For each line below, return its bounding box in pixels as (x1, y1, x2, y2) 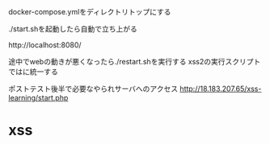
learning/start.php (8, 93, 69, 102)
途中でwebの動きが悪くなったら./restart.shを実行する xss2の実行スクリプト (8, 57, 261, 66)
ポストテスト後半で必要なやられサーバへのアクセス (8, 84, 179, 93)
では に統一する (8, 67, 58, 76)
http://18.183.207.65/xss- (179, 84, 262, 93)
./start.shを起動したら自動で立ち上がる (8, 24, 137, 34)
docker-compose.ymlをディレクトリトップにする (8, 7, 171, 16)
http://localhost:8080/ (8, 40, 82, 50)
